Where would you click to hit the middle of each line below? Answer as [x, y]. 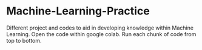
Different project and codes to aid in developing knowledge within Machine [100, 28]
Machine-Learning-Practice [78, 11]
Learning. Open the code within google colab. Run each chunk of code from [101, 34]
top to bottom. [24, 40]
